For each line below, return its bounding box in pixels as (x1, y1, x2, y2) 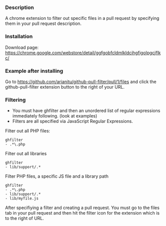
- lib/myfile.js (5, 196, 39, 201)
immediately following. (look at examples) (12, 113, 98, 119)
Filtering (5, 96, 26, 103)
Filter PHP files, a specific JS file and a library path (5, 173, 109, 179)
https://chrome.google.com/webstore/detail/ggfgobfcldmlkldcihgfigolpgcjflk (5, 49, 161, 56)
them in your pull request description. (5, 20, 82, 26)
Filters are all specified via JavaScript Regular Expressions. (12, 118, 133, 124)
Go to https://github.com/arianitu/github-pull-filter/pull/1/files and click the (5, 79, 157, 85)
